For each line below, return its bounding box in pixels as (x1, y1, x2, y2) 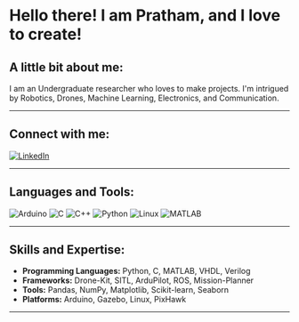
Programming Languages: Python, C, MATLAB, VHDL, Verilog (21, 266, 251, 277)
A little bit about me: (9, 60, 124, 75)
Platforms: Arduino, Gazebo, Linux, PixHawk (21, 294, 187, 305)
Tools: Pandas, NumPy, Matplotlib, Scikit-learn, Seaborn (21, 285, 230, 295)
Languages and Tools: (9, 184, 135, 200)
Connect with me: (9, 126, 110, 142)
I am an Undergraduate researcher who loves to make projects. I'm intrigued (9, 84, 289, 93)
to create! (9, 24, 83, 44)
